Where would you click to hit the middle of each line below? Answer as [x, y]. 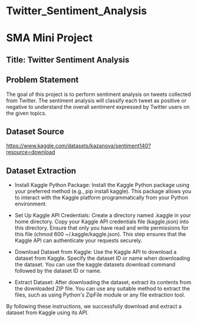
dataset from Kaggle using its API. [47, 313]
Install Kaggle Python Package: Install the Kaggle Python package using [102, 185]
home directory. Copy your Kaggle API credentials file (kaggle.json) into [102, 222]
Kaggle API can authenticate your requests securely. [78, 240]
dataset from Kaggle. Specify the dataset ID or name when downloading [102, 258]
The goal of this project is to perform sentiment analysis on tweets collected [99, 94]
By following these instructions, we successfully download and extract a [94, 307]
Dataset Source [35, 131]
